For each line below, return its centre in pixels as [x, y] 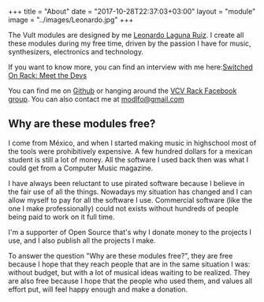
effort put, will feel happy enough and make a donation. [98, 289]
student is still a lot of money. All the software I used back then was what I [128, 159]
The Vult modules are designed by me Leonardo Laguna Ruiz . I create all [126, 35]
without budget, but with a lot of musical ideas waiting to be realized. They [129, 272]
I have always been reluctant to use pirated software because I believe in [126, 183]
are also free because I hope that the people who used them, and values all [130, 281]
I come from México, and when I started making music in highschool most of [132, 143]
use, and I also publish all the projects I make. [82, 240]
